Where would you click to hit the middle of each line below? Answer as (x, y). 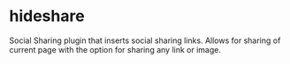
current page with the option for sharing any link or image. (115, 49)
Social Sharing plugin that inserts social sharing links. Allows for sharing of (145, 40)
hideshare (47, 16)
